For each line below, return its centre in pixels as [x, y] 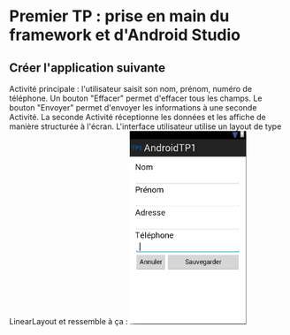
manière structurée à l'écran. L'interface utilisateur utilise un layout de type [145, 126]
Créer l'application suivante [88, 68]
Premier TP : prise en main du [119, 16]
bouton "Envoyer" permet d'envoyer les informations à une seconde [133, 107]
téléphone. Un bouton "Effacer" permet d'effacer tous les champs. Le [136, 98]
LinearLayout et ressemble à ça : [69, 321]
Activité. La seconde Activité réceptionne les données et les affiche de [138, 117]
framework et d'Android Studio [125, 35]
